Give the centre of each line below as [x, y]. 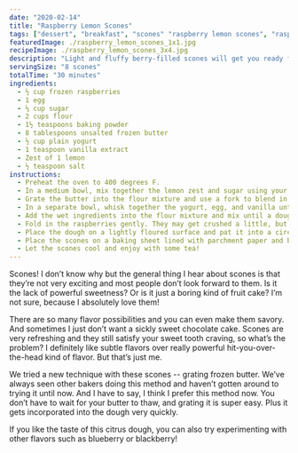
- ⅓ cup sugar [43, 108]
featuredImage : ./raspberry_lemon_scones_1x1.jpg [103, 42]
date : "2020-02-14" [45, 17]
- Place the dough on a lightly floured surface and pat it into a [145, 232]
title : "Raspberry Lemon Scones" [71, 26]
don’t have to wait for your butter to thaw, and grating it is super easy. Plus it [149, 403]
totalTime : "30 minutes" [55, 75]
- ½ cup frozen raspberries [69, 91]
